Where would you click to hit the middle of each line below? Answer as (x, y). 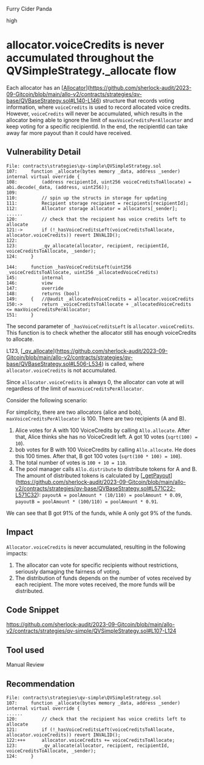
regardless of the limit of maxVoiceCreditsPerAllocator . (75, 388)
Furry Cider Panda (29, 9)
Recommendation (40, 684)
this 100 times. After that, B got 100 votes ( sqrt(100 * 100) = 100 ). (98, 456)
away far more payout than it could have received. (69, 132)
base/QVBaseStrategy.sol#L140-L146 (53, 100)
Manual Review (25, 665)
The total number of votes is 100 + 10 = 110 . (71, 462)
